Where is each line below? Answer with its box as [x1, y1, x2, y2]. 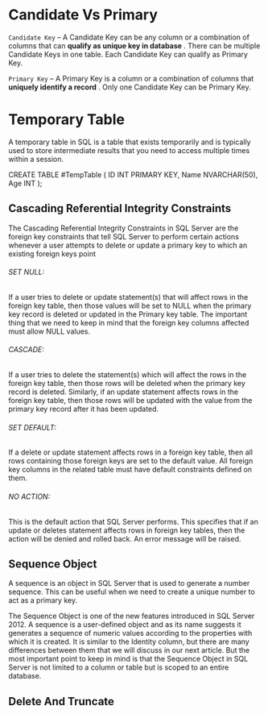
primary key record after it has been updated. [8, 405, 159, 414]
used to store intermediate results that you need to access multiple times [8, 145, 250, 155]
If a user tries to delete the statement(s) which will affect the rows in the [8, 370, 247, 380]
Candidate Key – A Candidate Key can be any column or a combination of [8, 32, 249, 42]
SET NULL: [8, 268, 45, 277]
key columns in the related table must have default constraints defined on [8, 465, 252, 475]
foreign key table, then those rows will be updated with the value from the [8, 396, 253, 405]
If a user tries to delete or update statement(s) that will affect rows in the [8, 292, 249, 301]
